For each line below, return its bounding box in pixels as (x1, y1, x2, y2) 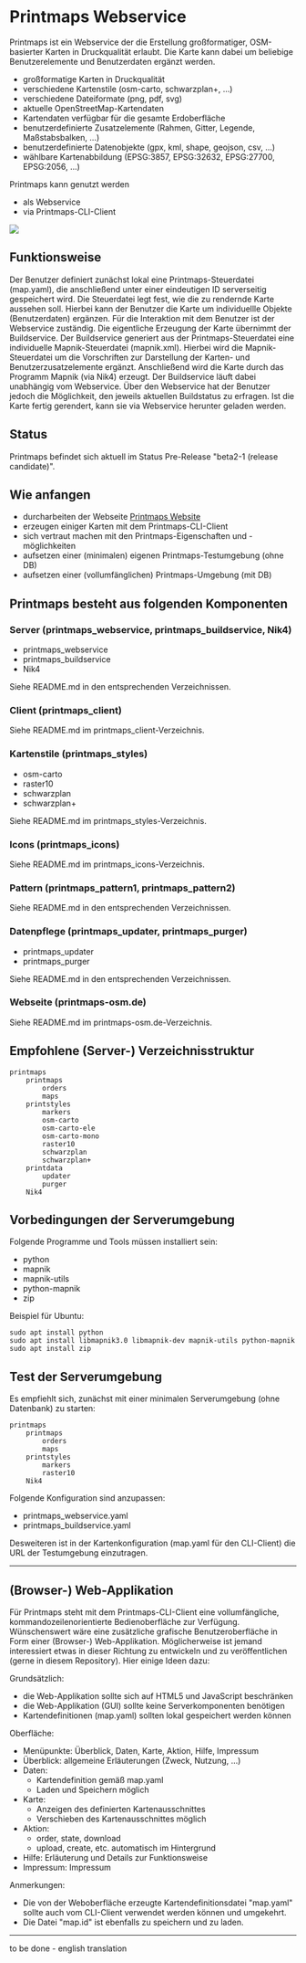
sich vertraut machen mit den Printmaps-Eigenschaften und (22, 531, 248, 542)
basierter (9, 46, 44, 57)
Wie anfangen (9, 487, 91, 502)
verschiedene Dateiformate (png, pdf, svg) (22, 93, 183, 104)
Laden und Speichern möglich (36, 1784, 149, 1796)
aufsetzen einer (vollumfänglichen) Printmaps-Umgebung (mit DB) (22, 569, 272, 581)
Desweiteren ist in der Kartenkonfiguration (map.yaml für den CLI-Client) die (9, 1537, 296, 1549)
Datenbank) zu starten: (9, 1403, 96, 1414)
